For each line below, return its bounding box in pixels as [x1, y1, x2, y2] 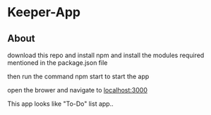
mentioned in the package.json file [7, 59, 108, 67]
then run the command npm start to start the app [7, 72, 150, 80]
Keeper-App [7, 4, 81, 20]
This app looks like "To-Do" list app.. [7, 99, 114, 108]
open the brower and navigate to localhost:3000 [7, 86, 148, 94]
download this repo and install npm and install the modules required [7, 51, 205, 59]
